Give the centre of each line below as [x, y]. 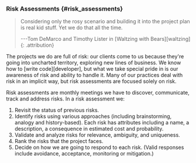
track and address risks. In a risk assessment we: [65, 99]
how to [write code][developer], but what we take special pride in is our [92, 69]
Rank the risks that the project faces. [59, 141]
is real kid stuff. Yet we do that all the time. [71, 27]
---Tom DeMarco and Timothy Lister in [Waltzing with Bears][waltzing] [105, 39]
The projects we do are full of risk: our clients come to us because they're [95, 57]
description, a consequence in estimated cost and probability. [89, 129]
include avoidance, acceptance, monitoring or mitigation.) [84, 154]
